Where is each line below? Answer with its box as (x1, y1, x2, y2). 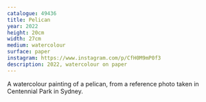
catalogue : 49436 (7, 10, 57, 17)
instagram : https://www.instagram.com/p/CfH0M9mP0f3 (7, 55, 161, 62)
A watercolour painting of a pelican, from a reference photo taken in (7, 79, 199, 88)
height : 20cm (7, 29, 45, 36)
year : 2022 (7, 23, 38, 29)
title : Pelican (7, 16, 51, 23)
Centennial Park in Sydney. (7, 87, 84, 95)
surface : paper (7, 49, 51, 55)
